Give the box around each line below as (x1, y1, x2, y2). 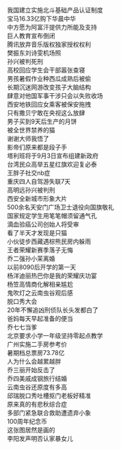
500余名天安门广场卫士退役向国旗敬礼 (7, 203, 114, 211)
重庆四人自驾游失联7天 (7, 178, 70, 185)
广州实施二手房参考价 (7, 340, 67, 348)
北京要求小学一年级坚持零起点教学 (7, 332, 103, 339)
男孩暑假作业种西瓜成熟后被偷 (7, 75, 91, 82)
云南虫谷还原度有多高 (7, 383, 67, 391)
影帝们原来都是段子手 (7, 143, 67, 151)
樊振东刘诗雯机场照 (7, 49, 62, 57)
